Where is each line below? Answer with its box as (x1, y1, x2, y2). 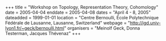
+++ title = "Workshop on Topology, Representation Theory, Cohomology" (5, 4, 158, 10)
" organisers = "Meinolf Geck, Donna (64, 25, 140, 31)
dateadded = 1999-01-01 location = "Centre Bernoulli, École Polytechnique (5, 15, 159, 20)
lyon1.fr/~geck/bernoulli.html (5, 25, 64, 31)
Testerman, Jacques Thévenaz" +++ (5, 31, 81, 36)
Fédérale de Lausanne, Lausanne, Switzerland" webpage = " (5, 20, 130, 26)
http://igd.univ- (129, 20, 161, 26)
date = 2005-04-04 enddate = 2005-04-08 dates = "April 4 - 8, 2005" (5, 9, 151, 15)
